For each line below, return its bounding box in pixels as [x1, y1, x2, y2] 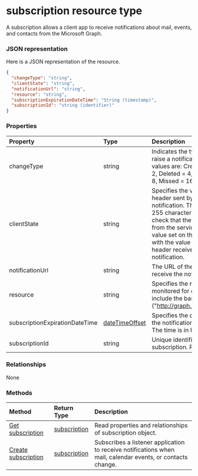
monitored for [151, 286, 190, 295]
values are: [151, 162, 182, 170]
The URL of [151, 262, 183, 270]
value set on [151, 230, 186, 239]
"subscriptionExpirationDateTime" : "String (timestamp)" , [11, 97, 157, 103]
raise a [151, 155, 171, 163]
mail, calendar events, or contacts [94, 453, 188, 461]
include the [151, 294, 183, 302]
